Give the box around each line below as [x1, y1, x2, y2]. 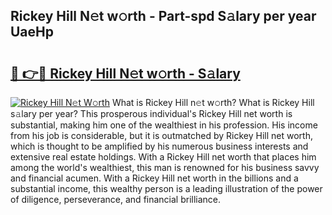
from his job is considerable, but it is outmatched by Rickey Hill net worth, [10, 130, 314, 141]
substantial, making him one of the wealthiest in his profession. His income [10, 119, 318, 131]
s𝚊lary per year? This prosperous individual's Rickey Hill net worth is [10, 108, 293, 119]
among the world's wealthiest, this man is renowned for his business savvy [10, 162, 320, 173]
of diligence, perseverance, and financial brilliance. [10, 194, 222, 205]
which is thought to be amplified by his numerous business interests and [10, 140, 309, 152]
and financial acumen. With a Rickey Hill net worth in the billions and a [10, 172, 299, 184]
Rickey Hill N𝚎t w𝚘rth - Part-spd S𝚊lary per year [10, 8, 317, 25]
